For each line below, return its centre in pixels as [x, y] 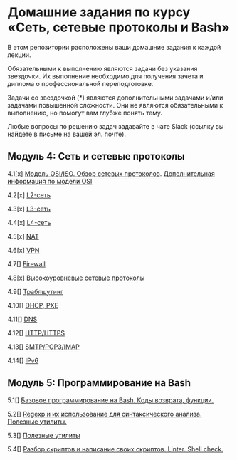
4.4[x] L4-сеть [29, 222]
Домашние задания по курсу [99, 12]
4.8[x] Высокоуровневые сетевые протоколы [76, 278]
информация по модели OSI [50, 181]
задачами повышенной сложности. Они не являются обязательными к [115, 105]
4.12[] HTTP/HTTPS [36, 333]
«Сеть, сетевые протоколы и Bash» [118, 27]
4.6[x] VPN [23, 250]
